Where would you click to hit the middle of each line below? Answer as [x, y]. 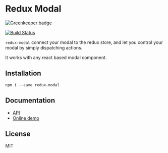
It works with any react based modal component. [56, 57]
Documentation [30, 101]
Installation [23, 73]
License [18, 134]
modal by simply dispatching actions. [44, 47]
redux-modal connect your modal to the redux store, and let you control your [84, 42]
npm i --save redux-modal [32, 85]
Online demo [26, 118]
